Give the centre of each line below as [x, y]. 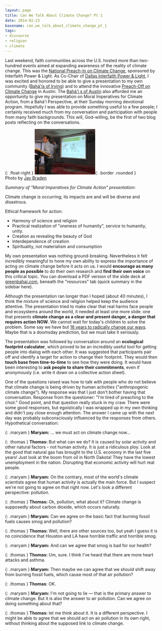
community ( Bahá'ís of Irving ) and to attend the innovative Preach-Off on [78, 86]
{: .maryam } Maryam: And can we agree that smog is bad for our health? [78, 545]
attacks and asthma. [25, 560]
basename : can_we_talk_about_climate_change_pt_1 [56, 26]
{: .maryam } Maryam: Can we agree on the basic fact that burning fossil [77, 516]
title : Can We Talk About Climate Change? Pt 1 [54, 15]
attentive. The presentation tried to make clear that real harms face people [79, 306]
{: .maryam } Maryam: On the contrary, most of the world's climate [72, 477]
